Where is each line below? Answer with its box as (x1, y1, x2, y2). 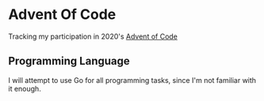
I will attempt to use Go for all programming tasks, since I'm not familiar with (8, 75, 256, 84)
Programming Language (8, 54, 131, 68)
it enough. (8, 84, 41, 93)
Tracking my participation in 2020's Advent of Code (8, 32, 178, 41)
